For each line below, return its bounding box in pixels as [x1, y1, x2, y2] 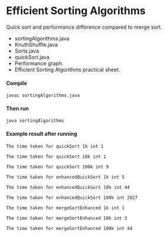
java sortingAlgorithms [6, 118, 65, 124]
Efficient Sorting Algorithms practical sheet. [14, 66, 120, 73]
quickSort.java [14, 53, 50, 60]
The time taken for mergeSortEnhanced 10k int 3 [6, 215, 127, 221]
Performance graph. [14, 60, 64, 67]
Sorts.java [14, 47, 39, 54]
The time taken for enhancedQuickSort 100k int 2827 [6, 195, 138, 201]
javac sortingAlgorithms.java [6, 93, 80, 99]
